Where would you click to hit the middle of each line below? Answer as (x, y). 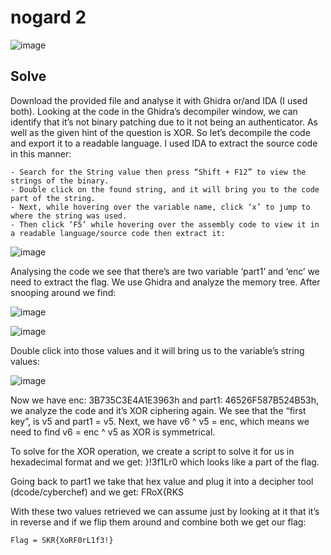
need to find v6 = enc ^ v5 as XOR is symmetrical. (113, 432)
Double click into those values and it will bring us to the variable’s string (157, 350)
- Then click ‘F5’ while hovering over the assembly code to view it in (165, 224)
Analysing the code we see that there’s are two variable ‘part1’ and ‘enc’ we (165, 271)
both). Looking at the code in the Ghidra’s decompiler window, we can (154, 111)
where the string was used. (69, 216)
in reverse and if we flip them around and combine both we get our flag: (158, 522)
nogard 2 (48, 17)
